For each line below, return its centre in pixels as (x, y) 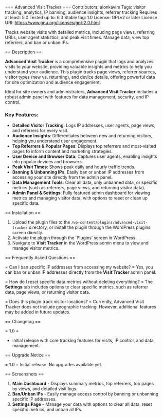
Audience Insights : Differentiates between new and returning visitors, (82, 136)
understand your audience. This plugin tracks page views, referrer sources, (81, 72)
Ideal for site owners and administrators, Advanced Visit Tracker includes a (81, 92)
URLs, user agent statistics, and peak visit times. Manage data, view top (77, 37)
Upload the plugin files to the (41, 222)
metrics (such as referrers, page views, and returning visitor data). (79, 188)
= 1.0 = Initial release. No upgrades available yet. (54, 365)
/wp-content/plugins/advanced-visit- (109, 223)
